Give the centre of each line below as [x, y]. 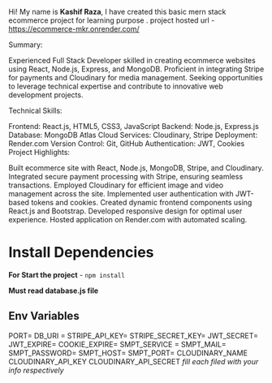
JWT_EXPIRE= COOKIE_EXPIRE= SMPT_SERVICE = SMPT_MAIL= [118, 344]
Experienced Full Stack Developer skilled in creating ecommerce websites [132, 60]
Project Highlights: [39, 152]
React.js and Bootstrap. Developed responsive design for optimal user [125, 211]
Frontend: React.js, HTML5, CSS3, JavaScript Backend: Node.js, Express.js [134, 126]
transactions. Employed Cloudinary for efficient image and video [116, 185]
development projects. [46, 95]
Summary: [26, 45]
